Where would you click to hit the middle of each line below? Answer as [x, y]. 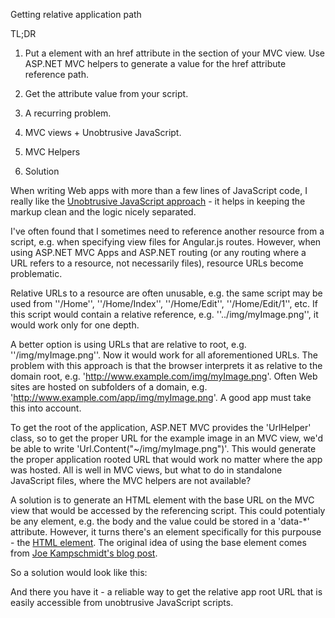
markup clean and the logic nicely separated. [103, 212]
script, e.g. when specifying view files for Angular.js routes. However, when [166, 242]
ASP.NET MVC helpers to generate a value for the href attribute [155, 63]
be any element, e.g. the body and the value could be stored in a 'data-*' [160, 521]
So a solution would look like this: [79, 572]
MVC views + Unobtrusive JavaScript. [103, 132]
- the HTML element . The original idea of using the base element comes [158, 542]
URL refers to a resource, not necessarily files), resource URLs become [157, 263]
